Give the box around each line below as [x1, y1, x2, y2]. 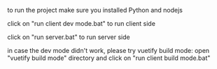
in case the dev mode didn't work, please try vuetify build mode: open [7, 47, 210, 54]
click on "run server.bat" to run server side [7, 33, 131, 41]
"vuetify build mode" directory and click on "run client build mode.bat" [7, 54, 211, 62]
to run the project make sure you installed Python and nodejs [7, 6, 183, 14]
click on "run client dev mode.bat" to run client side [7, 20, 156, 27]
